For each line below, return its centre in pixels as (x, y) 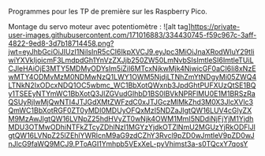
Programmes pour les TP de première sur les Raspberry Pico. (108, 11)
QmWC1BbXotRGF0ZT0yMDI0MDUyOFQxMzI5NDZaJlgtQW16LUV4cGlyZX (130, 110)
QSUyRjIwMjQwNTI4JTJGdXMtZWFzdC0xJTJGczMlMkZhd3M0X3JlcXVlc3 (131, 102)
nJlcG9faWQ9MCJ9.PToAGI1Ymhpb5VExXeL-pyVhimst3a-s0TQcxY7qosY (128, 144)
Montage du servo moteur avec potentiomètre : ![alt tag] (99, 26)
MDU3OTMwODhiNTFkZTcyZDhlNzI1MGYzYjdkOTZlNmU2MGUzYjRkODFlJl (132, 127)
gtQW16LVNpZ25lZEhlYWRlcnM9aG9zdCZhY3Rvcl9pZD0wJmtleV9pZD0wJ (131, 136)
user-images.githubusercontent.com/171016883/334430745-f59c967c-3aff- (132, 35)
